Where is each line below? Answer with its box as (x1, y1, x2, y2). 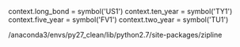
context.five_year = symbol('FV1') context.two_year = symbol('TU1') (8, 15, 229, 24)
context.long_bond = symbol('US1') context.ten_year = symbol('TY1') (8, 7, 233, 16)
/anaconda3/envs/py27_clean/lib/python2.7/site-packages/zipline (8, 31, 223, 39)
